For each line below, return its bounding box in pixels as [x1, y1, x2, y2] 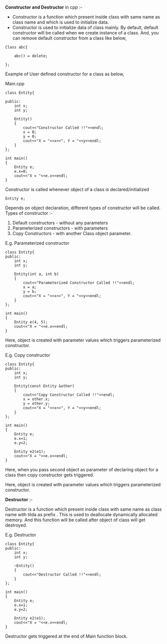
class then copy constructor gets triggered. [5, 472, 94, 478]
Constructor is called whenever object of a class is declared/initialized [5, 187, 150, 192]
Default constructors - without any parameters [12, 220, 108, 226]
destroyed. [5, 522, 27, 528]
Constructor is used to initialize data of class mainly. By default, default [12, 24, 159, 30]
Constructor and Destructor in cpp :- [5, 4, 83, 10]
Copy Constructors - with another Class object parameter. [12, 231, 132, 236]
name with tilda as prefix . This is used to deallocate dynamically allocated [5, 512, 158, 517]
